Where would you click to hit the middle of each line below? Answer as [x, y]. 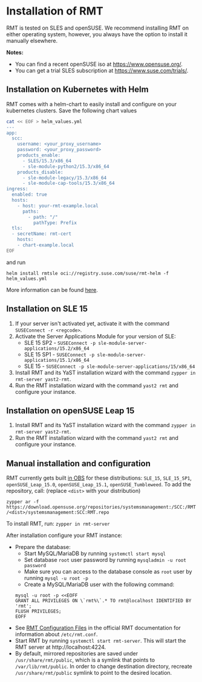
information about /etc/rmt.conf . [56, 634]
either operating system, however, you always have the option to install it [97, 34]
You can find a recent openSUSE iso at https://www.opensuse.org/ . [99, 64]
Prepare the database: [43, 547]
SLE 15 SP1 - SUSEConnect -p [59, 354]
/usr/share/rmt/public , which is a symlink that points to [85, 660]
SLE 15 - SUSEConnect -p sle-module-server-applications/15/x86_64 [109, 366]
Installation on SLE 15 [47, 309]
